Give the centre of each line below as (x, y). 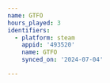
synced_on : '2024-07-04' (63, 60)
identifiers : (29, 30)
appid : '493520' (49, 45)
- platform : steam (45, 38)
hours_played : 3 (34, 23)
